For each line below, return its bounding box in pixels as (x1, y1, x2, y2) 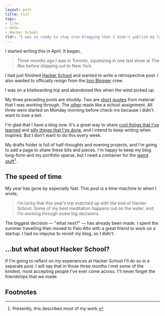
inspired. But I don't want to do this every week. (5, 132, 102, 138)
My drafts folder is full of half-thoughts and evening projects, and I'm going (5, 142, 157, 147)
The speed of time (5, 172, 62, 181)
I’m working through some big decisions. (17, 211, 100, 217)
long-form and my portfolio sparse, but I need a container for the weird (5, 152, 149, 158)
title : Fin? (5, 12, 29, 17)
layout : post (5, 7, 32, 12)
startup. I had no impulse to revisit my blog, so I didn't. (5, 230, 115, 236)
